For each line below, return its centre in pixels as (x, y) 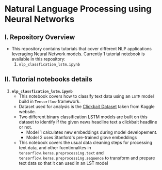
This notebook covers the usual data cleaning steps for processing (85, 142)
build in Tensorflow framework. (50, 101)
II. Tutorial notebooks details (49, 79)
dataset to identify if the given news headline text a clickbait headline (88, 122)
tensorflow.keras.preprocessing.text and (61, 153)
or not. (25, 127)
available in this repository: (39, 59)
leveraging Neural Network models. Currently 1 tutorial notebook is (78, 54)
